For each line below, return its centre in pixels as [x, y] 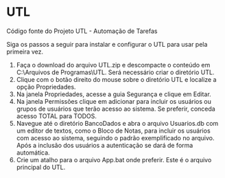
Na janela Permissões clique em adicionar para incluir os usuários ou [114, 101]
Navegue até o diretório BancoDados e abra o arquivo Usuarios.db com [117, 123]
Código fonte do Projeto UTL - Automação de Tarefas [82, 31]
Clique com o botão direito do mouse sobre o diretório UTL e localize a [116, 79]
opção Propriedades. [46, 87]
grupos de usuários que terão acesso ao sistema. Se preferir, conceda [116, 109]
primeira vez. [25, 52]
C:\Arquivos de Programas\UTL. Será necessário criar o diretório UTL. [115, 72]
